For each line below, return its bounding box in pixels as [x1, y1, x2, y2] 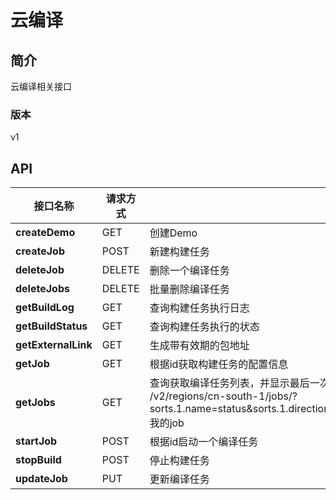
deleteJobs [15, 282, 70, 296]
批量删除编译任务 [149, 282, 230, 296]
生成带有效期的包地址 [149, 339, 250, 353]
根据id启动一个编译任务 [149, 435, 259, 449]
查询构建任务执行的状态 [149, 320, 260, 334]
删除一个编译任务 [149, 264, 230, 278]
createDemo [15, 226, 76, 240]
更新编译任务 [149, 472, 210, 486]
